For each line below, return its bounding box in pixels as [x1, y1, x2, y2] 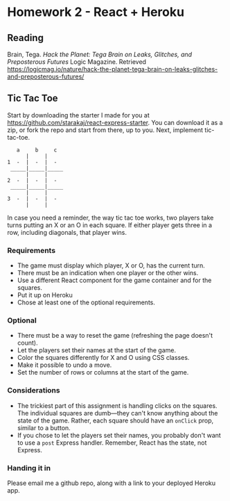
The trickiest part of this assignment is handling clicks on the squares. [17, 401, 218, 410]
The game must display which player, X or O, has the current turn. [17, 261, 206, 270]
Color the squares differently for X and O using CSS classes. [17, 354, 190, 362]
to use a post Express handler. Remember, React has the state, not [17, 438, 207, 447]
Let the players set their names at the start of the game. [17, 346, 177, 354]
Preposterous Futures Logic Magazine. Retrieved [7, 58, 147, 66]
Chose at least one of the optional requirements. [17, 298, 156, 306]
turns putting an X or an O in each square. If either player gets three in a [7, 220, 213, 229]
